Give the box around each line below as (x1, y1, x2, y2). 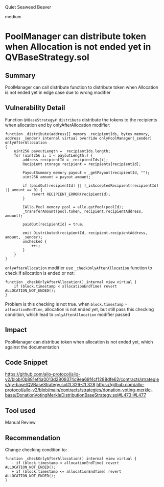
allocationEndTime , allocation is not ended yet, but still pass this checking (5, 306, 154, 312)
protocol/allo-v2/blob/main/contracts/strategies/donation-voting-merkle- (5, 387, 153, 393)
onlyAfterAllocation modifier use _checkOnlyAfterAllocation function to (5, 265, 153, 271)
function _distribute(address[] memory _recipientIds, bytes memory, (5, 131, 150, 137)
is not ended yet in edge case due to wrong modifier (5, 89, 111, 95)
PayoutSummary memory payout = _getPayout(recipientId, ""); (23, 170, 150, 175)
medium (5, 14, 22, 19)
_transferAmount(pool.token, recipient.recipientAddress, (23, 209, 143, 214)
